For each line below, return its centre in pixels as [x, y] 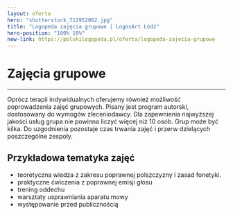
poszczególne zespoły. [40, 137]
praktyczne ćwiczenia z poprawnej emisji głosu [85, 182]
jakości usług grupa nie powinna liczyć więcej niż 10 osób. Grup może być [113, 121]
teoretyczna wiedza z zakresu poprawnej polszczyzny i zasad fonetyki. [119, 175]
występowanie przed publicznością [68, 204]
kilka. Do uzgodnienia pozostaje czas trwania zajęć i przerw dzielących [109, 129]
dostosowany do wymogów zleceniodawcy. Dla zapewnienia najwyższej [111, 114]
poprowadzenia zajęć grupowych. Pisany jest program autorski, [98, 107]
